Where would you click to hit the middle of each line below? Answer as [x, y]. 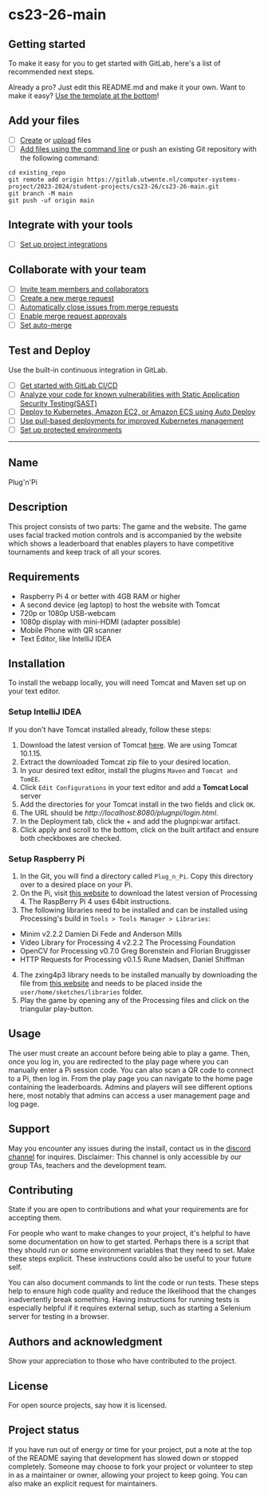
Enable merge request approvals [73, 316]
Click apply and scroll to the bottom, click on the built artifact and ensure [139, 829]
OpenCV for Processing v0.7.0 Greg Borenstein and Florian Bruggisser [135, 950]
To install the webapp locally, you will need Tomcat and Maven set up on [127, 683]
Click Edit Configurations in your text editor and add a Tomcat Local [134, 787]
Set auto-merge [46, 325]
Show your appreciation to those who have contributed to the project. [122, 1361]
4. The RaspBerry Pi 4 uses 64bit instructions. [95, 901]
